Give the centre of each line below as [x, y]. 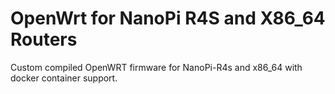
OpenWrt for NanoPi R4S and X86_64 [168, 18]
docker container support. [64, 78]
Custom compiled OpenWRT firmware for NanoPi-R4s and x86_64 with [156, 67]
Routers [44, 39]
